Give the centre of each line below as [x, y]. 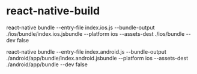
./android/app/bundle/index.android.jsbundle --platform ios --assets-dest [97, 58]
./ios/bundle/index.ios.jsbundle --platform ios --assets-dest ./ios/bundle [95, 33]
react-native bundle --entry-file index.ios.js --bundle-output [80, 27]
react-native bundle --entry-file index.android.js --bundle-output [86, 51]
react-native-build [53, 11]
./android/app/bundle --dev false [47, 64]
